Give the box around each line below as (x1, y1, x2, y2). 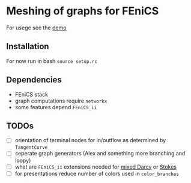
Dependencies (6, 75, 62, 85)
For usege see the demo (6, 24, 67, 31)
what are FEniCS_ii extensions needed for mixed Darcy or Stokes (14, 163, 177, 170)
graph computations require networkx (14, 97, 108, 104)
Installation (6, 41, 49, 52)
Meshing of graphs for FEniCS (6, 4, 159, 18)
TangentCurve (14, 145, 48, 151)
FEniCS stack (14, 91, 48, 98)
